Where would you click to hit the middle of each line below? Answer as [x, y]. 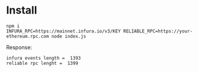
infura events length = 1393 [44, 58]
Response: [19, 47]
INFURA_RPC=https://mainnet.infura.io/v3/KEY [63, 31]
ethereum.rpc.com [28, 36]
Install [22, 10]
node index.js [69, 36]
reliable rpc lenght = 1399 [42, 63]
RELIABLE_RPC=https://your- [158, 31]
